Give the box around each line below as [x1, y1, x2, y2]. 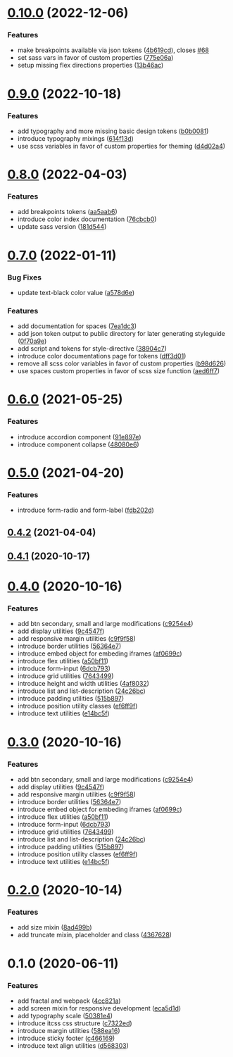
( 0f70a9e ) [17, 337, 47, 346]
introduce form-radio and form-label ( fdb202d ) [17, 506, 155, 515]
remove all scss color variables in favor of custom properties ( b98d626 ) [17, 359, 227, 368]
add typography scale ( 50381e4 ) [17, 1011, 113, 1020]
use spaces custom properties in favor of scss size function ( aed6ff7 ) [17, 367, 220, 375]
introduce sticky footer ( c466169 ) [17, 1034, 115, 1042]
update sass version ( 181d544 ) [17, 223, 107, 231]
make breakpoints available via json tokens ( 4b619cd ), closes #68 [17, 46, 210, 54]
